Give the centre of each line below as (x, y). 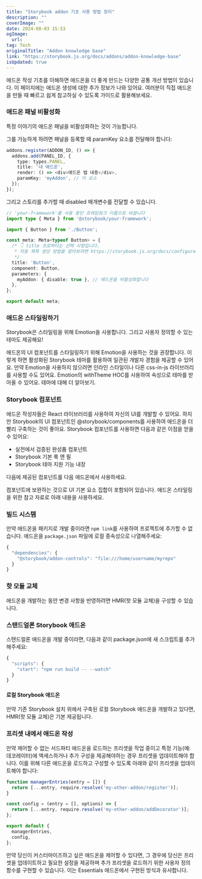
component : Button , (36, 268)
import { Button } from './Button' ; (52, 230)
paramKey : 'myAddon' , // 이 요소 (57, 178)
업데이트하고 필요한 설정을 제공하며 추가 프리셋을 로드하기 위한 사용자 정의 (104, 862)
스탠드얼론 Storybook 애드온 (46, 625)
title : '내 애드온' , (40, 167)
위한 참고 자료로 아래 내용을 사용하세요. (58, 497)
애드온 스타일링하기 (32, 318)
